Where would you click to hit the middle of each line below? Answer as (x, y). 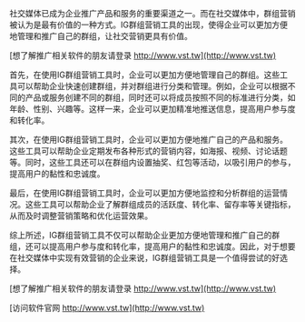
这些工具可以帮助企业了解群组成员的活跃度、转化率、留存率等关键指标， (160, 204)
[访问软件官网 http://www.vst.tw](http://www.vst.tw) (107, 308)
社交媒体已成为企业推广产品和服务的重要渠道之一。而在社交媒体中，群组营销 (152, 13)
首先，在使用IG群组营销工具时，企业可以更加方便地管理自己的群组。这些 (145, 75)
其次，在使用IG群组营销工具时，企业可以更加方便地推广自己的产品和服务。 (149, 140)
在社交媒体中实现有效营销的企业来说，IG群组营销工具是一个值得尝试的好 (145, 258)
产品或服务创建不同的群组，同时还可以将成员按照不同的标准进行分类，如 (160, 97)
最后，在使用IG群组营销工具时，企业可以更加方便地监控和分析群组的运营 (145, 193)
